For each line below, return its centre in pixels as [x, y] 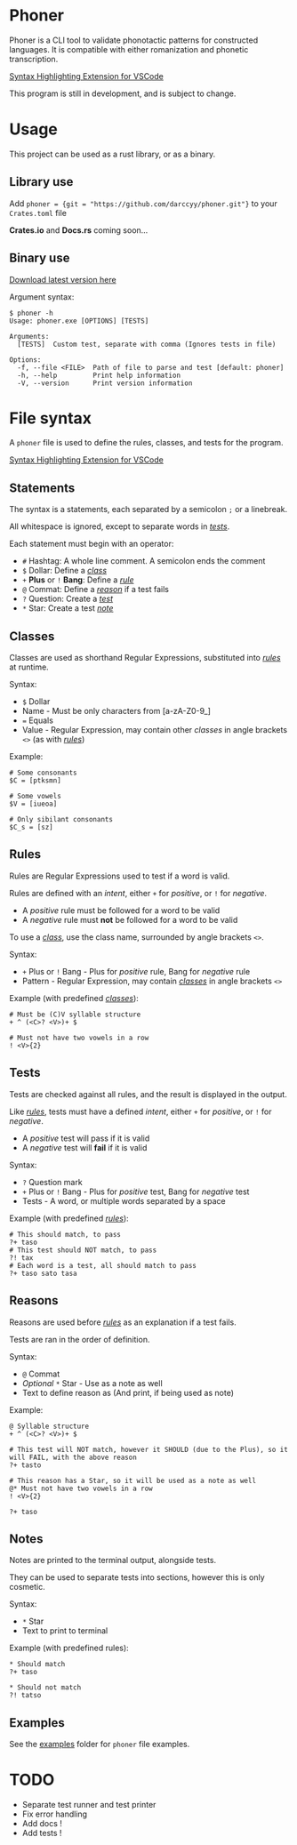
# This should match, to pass [65, 1234]
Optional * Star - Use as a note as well [92, 1383]
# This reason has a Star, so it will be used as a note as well [132, 1480]
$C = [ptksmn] [36, 781]
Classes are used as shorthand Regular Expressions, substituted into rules [145, 658]
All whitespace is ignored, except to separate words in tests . [120, 526]
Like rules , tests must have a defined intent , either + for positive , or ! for [140, 1111]
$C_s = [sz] [31, 828]
